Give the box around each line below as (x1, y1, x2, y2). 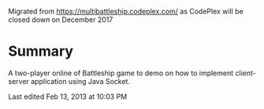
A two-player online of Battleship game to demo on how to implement (8, 68, 234, 78)
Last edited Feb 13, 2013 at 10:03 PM (8, 92, 128, 101)
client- (235, 68, 256, 78)
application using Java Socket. (31, 76, 130, 85)
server (8, 76, 30, 85)
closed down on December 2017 (8, 15, 113, 24)
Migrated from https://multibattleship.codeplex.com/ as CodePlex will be (8, 7, 244, 16)
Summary (8, 42, 73, 60)
